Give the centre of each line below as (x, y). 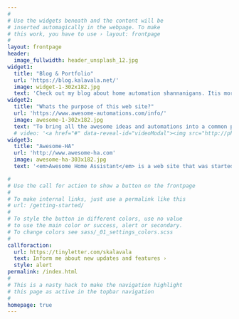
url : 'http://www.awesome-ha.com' (65, 153)
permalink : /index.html (43, 272)
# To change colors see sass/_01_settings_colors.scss (90, 232)
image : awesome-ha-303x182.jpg (60, 160)
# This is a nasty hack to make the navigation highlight (95, 285)
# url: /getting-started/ (46, 206)
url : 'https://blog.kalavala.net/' (67, 80)
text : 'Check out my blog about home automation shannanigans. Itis (117, 93)
